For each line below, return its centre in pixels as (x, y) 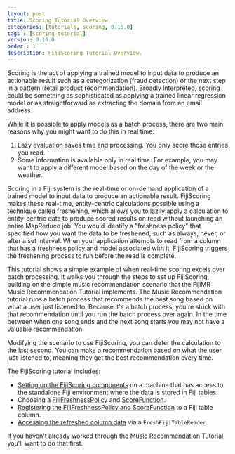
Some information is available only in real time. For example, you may (117, 160)
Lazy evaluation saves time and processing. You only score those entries (123, 145)
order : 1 (22, 46)
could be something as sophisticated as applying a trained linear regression (116, 95)
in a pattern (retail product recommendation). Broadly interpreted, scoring (114, 88)
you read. (31, 153)
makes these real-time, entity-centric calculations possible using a (103, 203)
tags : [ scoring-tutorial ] (47, 33)
